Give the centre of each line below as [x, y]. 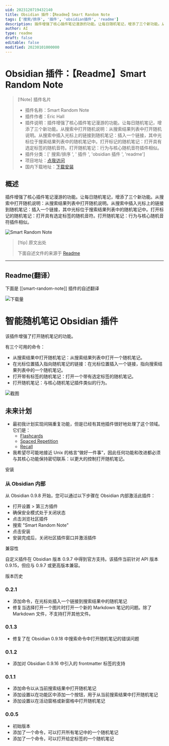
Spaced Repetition [39, 441]
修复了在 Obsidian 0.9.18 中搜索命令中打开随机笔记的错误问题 [76, 638]
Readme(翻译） [30, 275]
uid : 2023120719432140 [29, 10]
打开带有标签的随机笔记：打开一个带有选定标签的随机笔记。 [74, 377]
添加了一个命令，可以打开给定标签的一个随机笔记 [63, 738]
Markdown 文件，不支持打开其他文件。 [53, 614]
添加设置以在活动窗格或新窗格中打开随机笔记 [59, 701]
